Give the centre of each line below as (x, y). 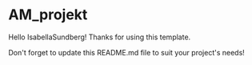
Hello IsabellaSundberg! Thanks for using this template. (100, 37)
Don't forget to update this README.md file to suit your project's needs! (127, 52)
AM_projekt (48, 15)
